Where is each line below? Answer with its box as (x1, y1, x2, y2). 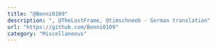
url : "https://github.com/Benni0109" (7, 23, 119, 30)
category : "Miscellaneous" (7, 30, 87, 37)
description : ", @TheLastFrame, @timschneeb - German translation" (7, 17, 211, 24)
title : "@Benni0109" (7, 10, 69, 18)
